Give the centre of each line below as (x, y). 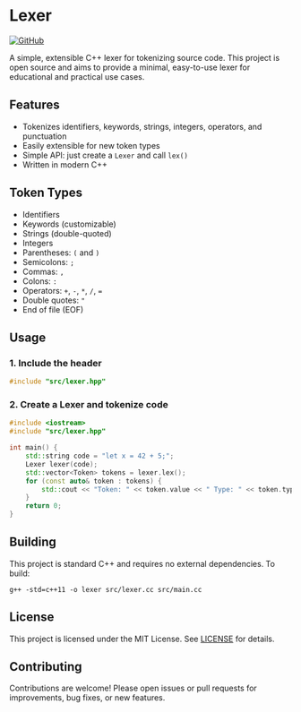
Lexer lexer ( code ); (62, 464)
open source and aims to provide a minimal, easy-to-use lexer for (130, 67)
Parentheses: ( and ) (61, 253)
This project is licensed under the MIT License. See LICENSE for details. (142, 639)
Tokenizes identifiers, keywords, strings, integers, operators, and (142, 126)
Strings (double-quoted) (67, 233)
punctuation (44, 136)
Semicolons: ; (48, 262)
